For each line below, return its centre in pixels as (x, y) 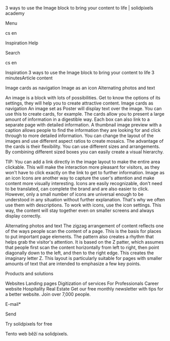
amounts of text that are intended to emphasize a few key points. (73, 264)
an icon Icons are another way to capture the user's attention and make (80, 178)
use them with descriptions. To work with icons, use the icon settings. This (83, 205)
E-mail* (13, 304)
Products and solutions (29, 273)
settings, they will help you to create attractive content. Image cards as (79, 103)
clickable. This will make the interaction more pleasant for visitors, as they (82, 167)
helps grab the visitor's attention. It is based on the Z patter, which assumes (84, 242)
